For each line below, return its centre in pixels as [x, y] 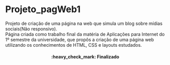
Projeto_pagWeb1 [43, 9]
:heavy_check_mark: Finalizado [85, 56]
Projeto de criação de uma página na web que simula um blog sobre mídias [84, 23]
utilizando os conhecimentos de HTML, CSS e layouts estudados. [74, 45]
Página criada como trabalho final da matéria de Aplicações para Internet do [85, 34]
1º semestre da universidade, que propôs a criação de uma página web [80, 40]
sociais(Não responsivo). [31, 28]
